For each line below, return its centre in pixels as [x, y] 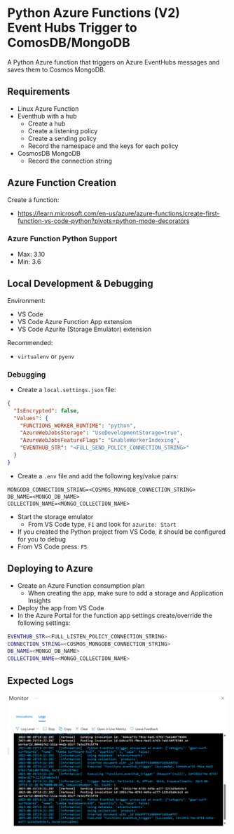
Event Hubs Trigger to [73, 28]
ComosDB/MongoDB [69, 43]
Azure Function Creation [62, 183]
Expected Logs [41, 681]
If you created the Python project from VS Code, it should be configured [122, 532]
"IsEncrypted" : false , [47, 411]
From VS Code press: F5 [52, 546]
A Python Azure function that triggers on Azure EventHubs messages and [113, 62]
